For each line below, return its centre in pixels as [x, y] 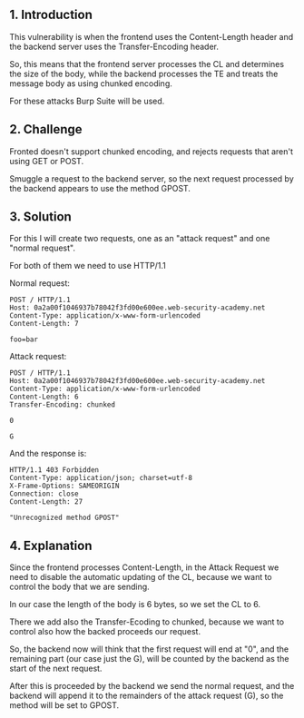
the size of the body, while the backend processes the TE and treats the [144, 74]
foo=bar [24, 339]
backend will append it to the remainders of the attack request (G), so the [147, 696]
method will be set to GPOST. [64, 705]
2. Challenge [46, 129]
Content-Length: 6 [44, 397]
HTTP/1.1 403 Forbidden [54, 470]
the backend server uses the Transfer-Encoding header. [114, 46]
